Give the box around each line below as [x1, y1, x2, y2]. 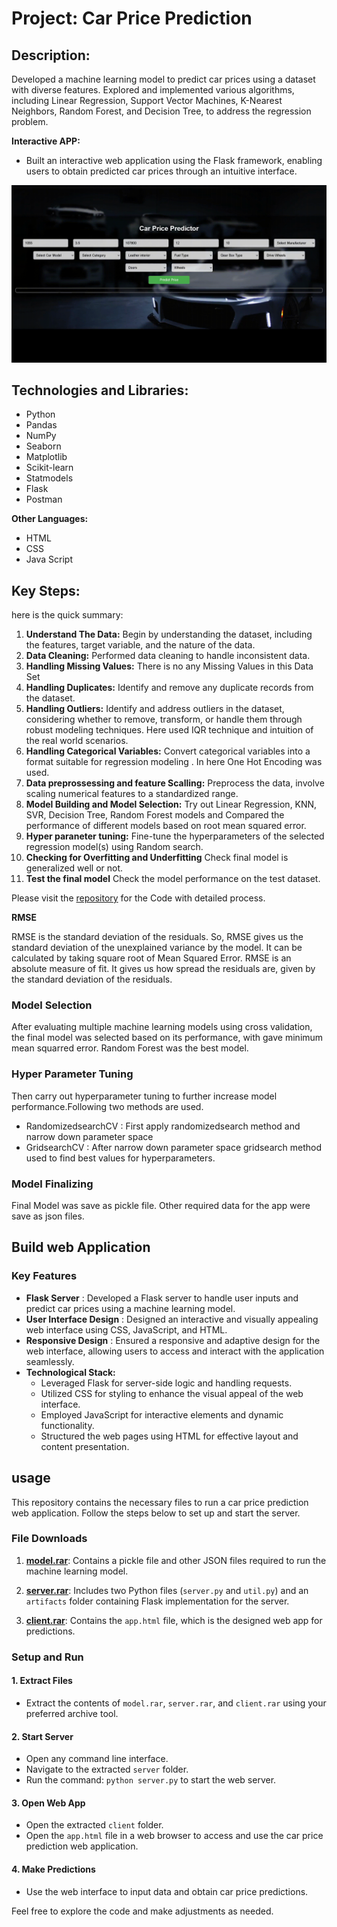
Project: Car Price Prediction [11, 7, 253, 30]
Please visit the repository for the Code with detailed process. [11, 892, 266, 904]
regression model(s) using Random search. [25, 841, 204, 853]
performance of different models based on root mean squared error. [25, 820, 307, 832]
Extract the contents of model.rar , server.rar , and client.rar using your [25, 1697, 327, 1709]
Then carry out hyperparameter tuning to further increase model [11, 1090, 278, 1102]
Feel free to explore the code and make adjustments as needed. [11, 1905, 274, 1917]
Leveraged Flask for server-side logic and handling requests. [40, 1377, 293, 1389]
